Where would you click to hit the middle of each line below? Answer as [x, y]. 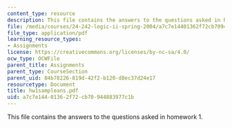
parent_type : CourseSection [48, 71]
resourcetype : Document [41, 84]
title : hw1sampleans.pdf [43, 91]
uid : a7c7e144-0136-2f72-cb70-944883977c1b [71, 98]
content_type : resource [41, 13]
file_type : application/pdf [48, 33]
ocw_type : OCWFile [33, 59]
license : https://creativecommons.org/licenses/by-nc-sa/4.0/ [98, 53]
